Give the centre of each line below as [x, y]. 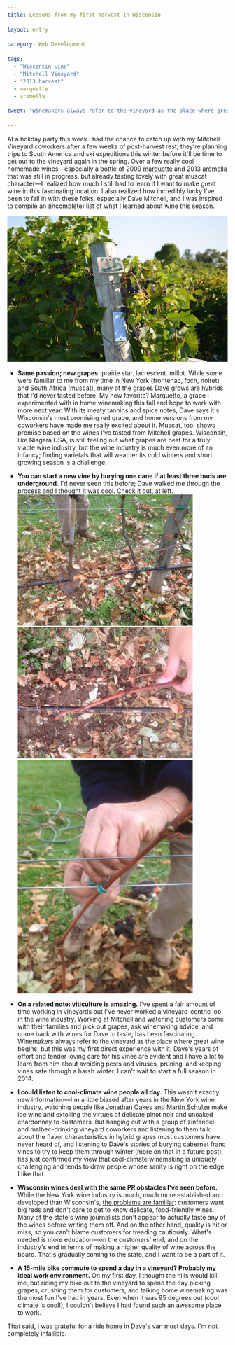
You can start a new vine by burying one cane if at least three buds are [122, 475]
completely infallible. [37, 1333]
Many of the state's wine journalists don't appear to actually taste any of [121, 1217]
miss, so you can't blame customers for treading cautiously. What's [114, 1232]
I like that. [31, 1173]
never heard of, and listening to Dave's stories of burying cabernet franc [121, 1144]
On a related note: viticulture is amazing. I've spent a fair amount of [116, 1004]
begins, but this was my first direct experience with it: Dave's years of [118, 1048]
